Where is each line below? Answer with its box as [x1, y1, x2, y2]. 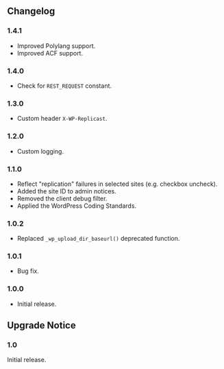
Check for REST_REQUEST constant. [16, 82, 112, 90]
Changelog [7, 5, 55, 17]
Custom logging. [16, 147, 64, 155]
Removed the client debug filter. [16, 194, 108, 202]
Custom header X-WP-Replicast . [16, 115, 108, 123]
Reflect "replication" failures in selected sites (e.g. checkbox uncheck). [16, 180, 218, 188]
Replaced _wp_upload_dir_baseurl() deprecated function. [16, 235, 180, 243]
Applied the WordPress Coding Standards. [16, 202, 137, 210]
